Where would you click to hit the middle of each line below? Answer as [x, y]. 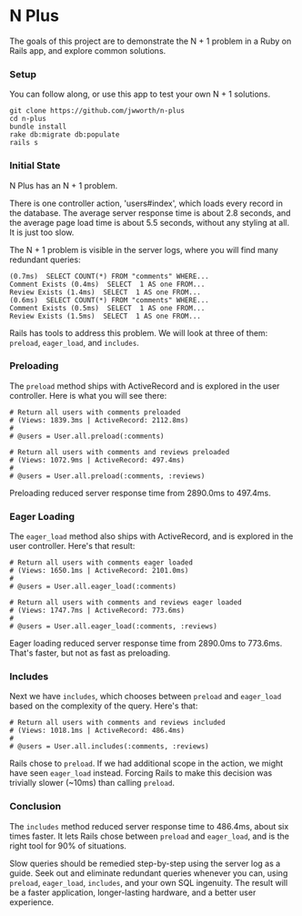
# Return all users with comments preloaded [95, 412]
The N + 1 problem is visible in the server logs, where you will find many [144, 249]
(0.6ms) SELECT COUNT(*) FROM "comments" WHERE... [109, 300]
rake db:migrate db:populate [65, 135]
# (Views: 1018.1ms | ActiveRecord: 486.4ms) [97, 731]
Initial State [35, 166]
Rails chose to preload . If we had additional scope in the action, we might [146, 763]
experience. [32, 901]
